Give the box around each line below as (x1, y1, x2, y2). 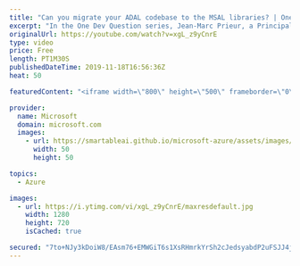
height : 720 (25, 219, 70, 228)
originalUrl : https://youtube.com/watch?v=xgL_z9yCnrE (9, 29, 218, 38)
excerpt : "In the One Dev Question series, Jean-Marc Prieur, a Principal (9, 21, 294, 30)
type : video (9, 37, 54, 47)
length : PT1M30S (9, 54, 70, 63)
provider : (9, 104, 46, 112)
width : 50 (32, 145, 70, 154)
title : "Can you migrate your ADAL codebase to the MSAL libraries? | (9, 12, 278, 22)
